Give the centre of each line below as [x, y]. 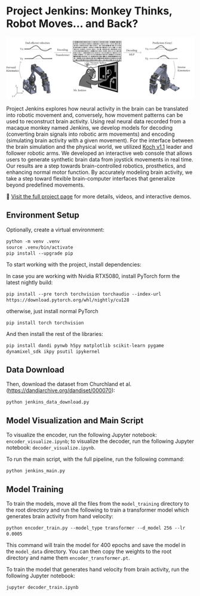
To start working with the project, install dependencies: [74, 264]
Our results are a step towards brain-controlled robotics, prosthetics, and [96, 166]
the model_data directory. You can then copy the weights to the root [89, 552]
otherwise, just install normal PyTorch [52, 311]
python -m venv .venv [33, 241]
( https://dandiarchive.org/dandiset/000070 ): [61, 390]
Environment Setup [43, 216]
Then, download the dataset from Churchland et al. [69, 384]
